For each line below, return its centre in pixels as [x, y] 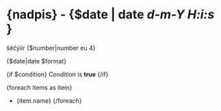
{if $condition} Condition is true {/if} [57, 74]
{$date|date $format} [36, 61]
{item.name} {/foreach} [49, 100]
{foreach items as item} [39, 87]
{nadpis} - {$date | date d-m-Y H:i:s [110, 15]
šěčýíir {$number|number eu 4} [51, 48]
